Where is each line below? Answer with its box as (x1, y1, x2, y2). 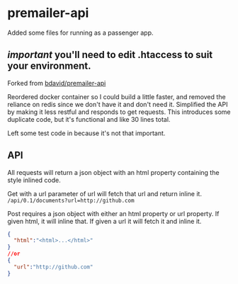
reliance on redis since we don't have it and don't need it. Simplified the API (7, 100, 228, 108)
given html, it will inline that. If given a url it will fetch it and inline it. (7, 217, 202, 225)
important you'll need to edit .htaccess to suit (7, 49, 213, 61)
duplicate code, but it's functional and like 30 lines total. (7, 115, 171, 123)
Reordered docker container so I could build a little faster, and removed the (7, 92, 226, 101)
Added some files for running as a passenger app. (7, 28, 154, 37)
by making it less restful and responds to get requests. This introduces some (7, 108, 231, 116)
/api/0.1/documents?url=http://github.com (7, 197, 135, 204)
